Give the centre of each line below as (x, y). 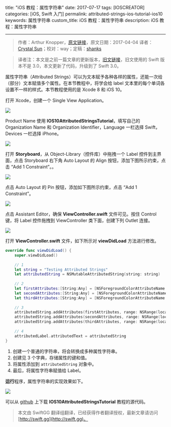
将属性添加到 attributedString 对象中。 (54, 364)
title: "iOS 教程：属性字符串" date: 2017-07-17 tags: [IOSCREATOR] (75, 7)
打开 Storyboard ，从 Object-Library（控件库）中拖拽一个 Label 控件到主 (81, 154)
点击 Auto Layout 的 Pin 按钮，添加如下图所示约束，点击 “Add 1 (71, 187)
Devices (14, 134)
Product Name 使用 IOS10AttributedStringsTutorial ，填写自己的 (73, 121)
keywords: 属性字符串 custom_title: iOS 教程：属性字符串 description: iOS (82, 20)
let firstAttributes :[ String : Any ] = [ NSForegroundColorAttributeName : (91, 289)
